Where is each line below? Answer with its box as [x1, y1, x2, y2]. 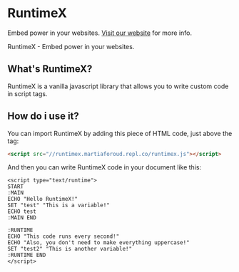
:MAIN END [7, 214, 37, 221]
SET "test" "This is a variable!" [7, 202, 111, 209]
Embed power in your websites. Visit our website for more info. [7, 28, 193, 37]
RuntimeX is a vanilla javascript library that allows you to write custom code [7, 82, 229, 90]
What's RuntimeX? [7, 63, 93, 75]
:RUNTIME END [7, 251, 46, 259]
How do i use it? [7, 110, 80, 122]
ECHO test [7, 208, 37, 215]
